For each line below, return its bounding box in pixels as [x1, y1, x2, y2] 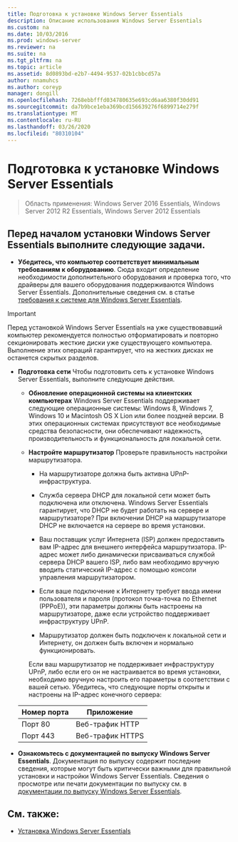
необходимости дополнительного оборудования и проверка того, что [17, 273, 232, 282]
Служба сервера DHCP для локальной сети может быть [38, 491, 211, 499]
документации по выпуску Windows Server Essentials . [17, 787, 182, 796]
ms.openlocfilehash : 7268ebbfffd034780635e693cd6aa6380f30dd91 [7, 97, 200, 104]
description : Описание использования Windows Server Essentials [7, 17, 202, 24]
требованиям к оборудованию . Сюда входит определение [17, 265, 200, 274]
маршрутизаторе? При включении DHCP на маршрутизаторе [38, 514, 227, 522]
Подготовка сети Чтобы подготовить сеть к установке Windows [17, 367, 214, 376]
